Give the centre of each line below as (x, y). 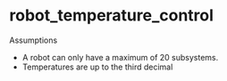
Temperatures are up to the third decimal (97, 67)
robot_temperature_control (112, 16)
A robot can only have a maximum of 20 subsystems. (120, 57)
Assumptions (34, 40)
